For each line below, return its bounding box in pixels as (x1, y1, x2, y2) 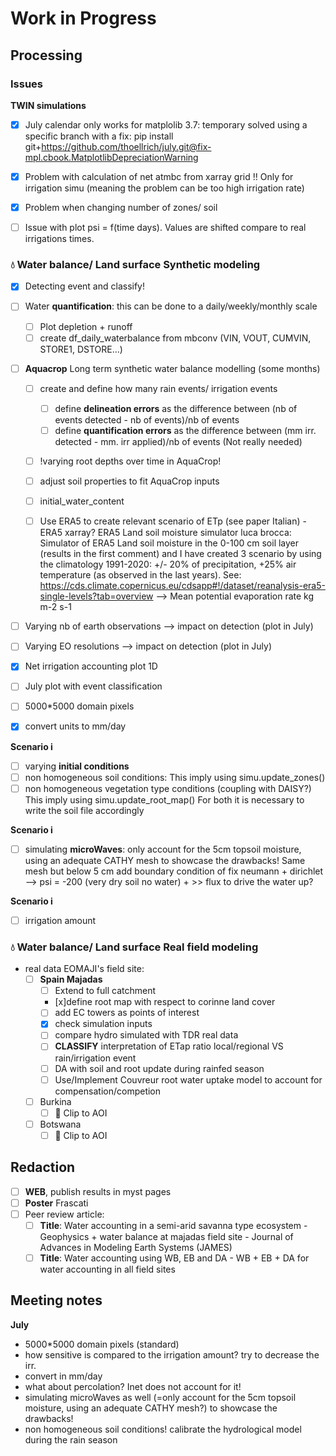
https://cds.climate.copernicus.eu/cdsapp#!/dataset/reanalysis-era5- (39, 580, 326, 592)
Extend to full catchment (54, 985, 157, 997)
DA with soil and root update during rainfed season (54, 1062, 265, 1074)
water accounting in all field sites (39, 1263, 176, 1276)
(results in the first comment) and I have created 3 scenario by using (39, 548, 322, 560)
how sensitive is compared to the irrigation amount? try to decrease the (24, 1348, 320, 1361)
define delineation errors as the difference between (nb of (54, 402, 298, 414)
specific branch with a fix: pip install (24, 130, 174, 142)
